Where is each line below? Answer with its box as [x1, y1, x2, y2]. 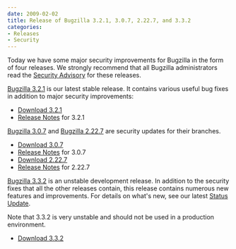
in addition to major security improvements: [7, 92, 134, 101]
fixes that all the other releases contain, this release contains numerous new [7, 184, 229, 193]
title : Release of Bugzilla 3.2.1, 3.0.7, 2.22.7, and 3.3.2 [7, 17, 191, 24]
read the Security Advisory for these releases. [7, 71, 141, 80]
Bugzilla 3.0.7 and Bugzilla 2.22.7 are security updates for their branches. [7, 127, 221, 135]
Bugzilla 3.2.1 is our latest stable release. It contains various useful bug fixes [7, 85, 229, 93]
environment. [7, 220, 46, 229]
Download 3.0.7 [17, 140, 64, 149]
